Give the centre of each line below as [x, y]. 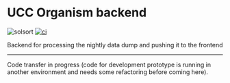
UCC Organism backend [77, 13]
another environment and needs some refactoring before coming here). [108, 72]
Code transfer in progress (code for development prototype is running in [109, 64]
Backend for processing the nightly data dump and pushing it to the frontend [115, 45]
